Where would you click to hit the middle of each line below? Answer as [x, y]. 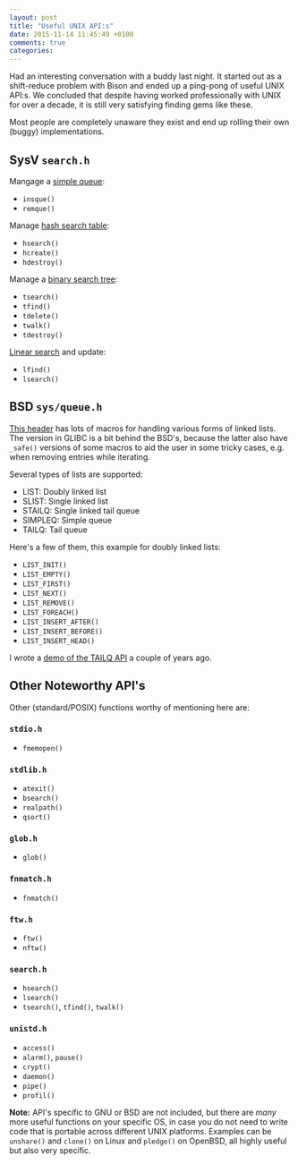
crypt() [36, 1067]
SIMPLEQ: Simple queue [67, 520]
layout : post [34, 17]
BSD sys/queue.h [56, 407]
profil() [38, 1096]
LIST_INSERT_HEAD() [59, 641]
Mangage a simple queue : [57, 181]
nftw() [34, 948]
